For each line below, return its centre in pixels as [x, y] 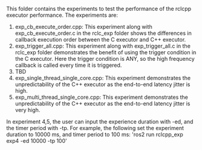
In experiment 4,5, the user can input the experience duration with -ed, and [100, 122]
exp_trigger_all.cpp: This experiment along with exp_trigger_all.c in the [103, 46]
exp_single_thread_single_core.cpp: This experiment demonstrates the [103, 78]
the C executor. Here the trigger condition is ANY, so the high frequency [105, 59]
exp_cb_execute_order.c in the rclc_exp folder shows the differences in [103, 33]
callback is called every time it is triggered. [68, 65]
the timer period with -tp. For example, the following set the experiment [95, 128]
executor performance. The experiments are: [62, 15]
